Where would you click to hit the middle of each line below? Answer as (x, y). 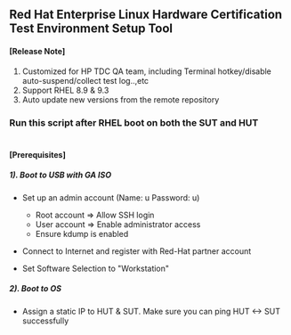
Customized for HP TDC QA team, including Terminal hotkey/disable (146, 71)
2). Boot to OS (36, 289)
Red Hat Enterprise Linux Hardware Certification (146, 15)
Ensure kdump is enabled (82, 233)
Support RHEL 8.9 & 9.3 (65, 90)
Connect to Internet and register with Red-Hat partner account (137, 251)
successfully (45, 321)
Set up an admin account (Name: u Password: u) (111, 197)
